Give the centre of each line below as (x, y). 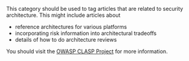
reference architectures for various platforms (71, 27)
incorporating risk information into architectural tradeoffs (86, 33)
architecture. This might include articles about (63, 15)
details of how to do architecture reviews (66, 40)
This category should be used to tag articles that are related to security (95, 9)
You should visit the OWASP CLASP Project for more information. (87, 51)
